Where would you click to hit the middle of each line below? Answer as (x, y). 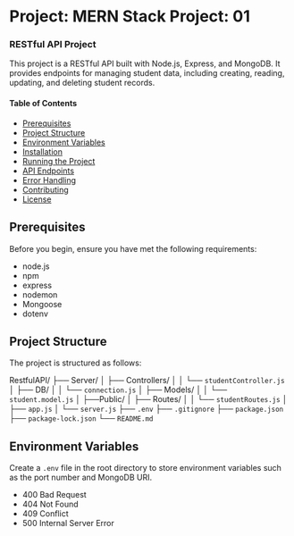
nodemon (40, 294)
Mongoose (42, 304)
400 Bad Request (54, 495)
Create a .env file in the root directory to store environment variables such (145, 468)
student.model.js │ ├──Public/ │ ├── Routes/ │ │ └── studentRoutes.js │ (148, 399)
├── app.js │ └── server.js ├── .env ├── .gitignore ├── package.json (147, 409)
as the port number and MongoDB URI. (81, 477)
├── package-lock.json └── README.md (81, 418)
